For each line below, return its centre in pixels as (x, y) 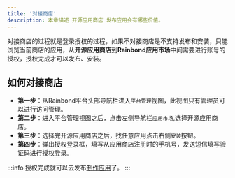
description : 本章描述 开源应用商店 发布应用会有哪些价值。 (86, 20)
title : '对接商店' (32, 14)
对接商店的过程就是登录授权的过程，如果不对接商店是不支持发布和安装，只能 (117, 41)
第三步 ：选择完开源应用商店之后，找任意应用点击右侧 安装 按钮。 (108, 135)
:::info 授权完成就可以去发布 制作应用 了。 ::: (69, 168)
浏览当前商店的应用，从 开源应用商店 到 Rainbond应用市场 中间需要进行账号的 (116, 50)
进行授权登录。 (51, 153)
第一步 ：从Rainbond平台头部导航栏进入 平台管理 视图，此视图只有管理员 (118, 101)
